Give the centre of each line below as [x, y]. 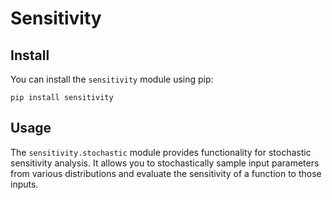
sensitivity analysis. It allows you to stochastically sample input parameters [165, 163]
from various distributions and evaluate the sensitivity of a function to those [166, 173]
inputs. [24, 184]
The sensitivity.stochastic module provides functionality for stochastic [161, 152]
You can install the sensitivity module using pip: [112, 79]
